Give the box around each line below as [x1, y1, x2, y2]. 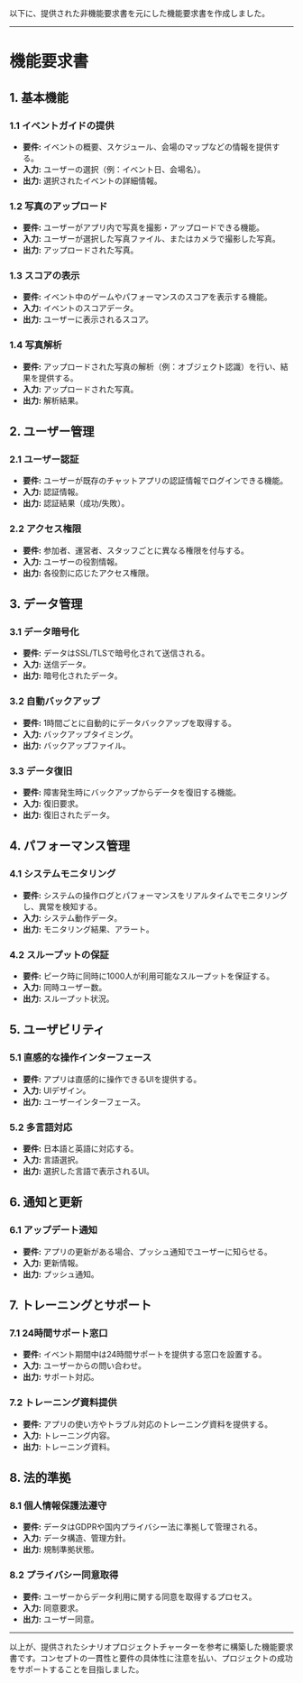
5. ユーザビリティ [9, 1022, 106, 1037]
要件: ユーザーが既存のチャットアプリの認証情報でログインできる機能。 [22, 475, 289, 486]
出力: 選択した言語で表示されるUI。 [22, 1166, 155, 1176]
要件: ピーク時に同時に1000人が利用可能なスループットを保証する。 [22, 970, 275, 981]
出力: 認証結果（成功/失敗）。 [22, 498, 130, 509]
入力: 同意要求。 [22, 1602, 84, 1613]
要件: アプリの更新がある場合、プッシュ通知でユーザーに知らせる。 [22, 1246, 272, 1256]
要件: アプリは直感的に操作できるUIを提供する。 [22, 1073, 202, 1084]
